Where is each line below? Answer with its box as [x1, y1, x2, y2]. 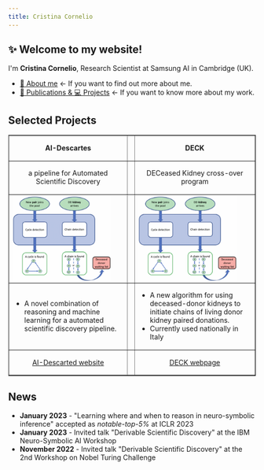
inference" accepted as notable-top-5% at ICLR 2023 [19, 419, 194, 428]
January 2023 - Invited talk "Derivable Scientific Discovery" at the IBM [19, 427, 250, 437]
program [180, 177, 209, 187]
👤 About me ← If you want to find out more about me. [19, 79, 192, 88]
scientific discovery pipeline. [24, 324, 117, 334]
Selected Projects [8, 113, 97, 127]
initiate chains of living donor [149, 307, 244, 316]
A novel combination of [24, 299, 100, 309]
